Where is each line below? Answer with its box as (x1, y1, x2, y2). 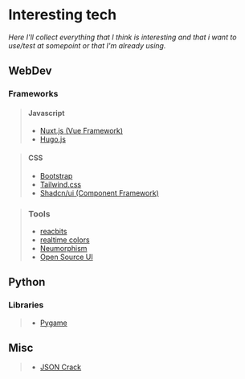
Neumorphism (39, 243, 88, 253)
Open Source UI (39, 252, 94, 262)
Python (8, 275, 46, 289)
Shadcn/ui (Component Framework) (39, 187, 159, 198)
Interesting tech (8, 6, 117, 24)
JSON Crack (39, 362, 82, 372)
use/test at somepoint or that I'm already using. (8, 40, 166, 50)
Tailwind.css (39, 179, 82, 189)
